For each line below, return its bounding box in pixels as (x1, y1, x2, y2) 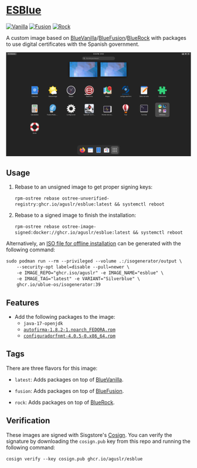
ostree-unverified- (62, 196, 110, 201)
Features (6, 298, 39, 308)
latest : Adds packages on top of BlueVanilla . (14, 376, 124, 383)
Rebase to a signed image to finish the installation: (14, 212, 137, 219)
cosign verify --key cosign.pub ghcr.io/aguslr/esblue (6, 456, 143, 462)
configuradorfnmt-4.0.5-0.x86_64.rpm (23, 333, 116, 339)
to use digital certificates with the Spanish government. (6, 41, 140, 48)
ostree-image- (62, 224, 97, 230)
